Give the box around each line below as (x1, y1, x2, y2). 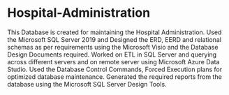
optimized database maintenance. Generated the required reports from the (7, 72, 222, 81)
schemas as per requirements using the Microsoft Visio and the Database (7, 43, 219, 51)
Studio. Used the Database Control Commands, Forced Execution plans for (7, 65, 223, 73)
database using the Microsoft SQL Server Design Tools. (7, 80, 167, 88)
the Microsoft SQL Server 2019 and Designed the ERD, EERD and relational (7, 35, 222, 43)
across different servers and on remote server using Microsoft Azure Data (7, 57, 220, 66)
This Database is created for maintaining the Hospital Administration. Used (7, 28, 222, 36)
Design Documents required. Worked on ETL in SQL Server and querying (7, 50, 217, 59)
